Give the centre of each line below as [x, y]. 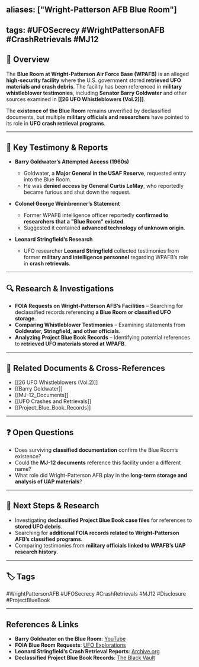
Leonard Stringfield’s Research [54, 240]
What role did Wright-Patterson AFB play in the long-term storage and [101, 475]
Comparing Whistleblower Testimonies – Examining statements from [100, 325]
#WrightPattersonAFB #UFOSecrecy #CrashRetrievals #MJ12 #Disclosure [96, 594]
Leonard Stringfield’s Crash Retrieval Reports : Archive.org [87, 652]
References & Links [42, 624]
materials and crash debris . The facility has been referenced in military [94, 86]
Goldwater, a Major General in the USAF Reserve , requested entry [105, 173]
